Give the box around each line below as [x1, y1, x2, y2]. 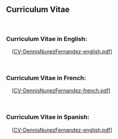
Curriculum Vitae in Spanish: [6, 113, 89, 121]
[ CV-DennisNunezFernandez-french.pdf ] [11, 87, 111, 94]
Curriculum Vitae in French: [6, 74, 86, 82]
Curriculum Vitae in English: [6, 34, 88, 43]
